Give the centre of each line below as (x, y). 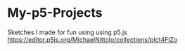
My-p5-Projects (55, 13)
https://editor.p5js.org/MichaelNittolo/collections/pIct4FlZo (92, 39)
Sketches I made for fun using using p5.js (68, 32)
